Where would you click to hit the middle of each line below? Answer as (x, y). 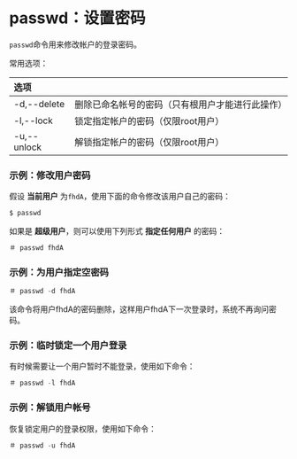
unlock (28, 147)
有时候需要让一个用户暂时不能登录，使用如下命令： (102, 366)
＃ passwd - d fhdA (42, 292)
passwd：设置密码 (77, 18)
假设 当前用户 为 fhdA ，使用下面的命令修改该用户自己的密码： (120, 197)
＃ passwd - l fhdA (42, 383)
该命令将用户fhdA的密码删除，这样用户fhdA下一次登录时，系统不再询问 (139, 309)
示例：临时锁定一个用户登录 (68, 346)
